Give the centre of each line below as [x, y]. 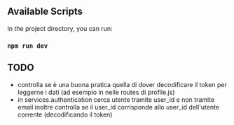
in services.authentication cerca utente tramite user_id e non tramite [116, 99]
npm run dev [28, 46]
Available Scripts [45, 12]
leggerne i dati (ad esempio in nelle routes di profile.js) [96, 92]
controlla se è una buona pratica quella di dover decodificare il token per [122, 84]
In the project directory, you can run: [60, 28]
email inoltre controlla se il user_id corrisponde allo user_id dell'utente [118, 107]
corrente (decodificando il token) [65, 114]
